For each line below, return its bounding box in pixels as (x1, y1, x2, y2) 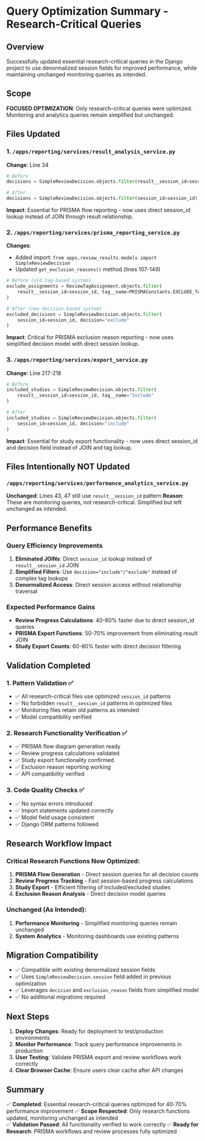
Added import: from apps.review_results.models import (15, 254, 157, 261)
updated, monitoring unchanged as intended (6, 1114, 118, 1121)
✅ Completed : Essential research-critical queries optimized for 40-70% (6, 1100, 187, 1107)
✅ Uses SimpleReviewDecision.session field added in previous (15, 973, 172, 980)
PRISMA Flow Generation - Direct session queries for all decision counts (15, 871, 199, 878)
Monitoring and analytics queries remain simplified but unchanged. (6, 111, 175, 119)
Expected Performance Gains (6, 603, 96, 611)
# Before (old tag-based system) (6, 277, 92, 284)
